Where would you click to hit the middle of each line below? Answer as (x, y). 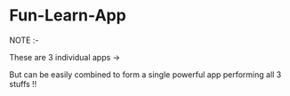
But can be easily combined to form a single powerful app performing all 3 (145, 74)
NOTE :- (24, 40)
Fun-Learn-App (68, 16)
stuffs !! (23, 84)
